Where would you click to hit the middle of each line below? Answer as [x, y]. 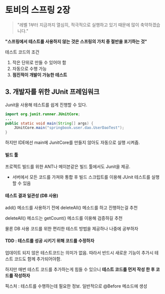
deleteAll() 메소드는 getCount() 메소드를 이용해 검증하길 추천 [64, 218]
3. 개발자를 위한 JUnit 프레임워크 [52, 92]
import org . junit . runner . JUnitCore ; [43, 114]
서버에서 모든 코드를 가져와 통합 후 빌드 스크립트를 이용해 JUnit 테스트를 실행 [86, 177]
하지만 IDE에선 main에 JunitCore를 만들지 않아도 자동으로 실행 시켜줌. [73, 143]
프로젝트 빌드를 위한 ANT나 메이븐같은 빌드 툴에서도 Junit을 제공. [68, 167]
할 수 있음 [21, 183]
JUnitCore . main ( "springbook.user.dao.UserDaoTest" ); [69, 128]
